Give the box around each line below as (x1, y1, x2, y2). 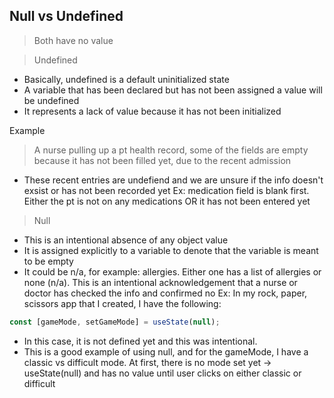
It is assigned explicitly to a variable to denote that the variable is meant (23, 244, 319, 256)
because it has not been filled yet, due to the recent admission (33, 154, 292, 166)
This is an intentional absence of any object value (23, 234, 229, 246)
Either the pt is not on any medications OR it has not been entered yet (23, 195, 311, 207)
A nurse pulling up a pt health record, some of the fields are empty (33, 144, 309, 156)
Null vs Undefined (9, 8, 124, 25)
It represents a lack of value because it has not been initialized (23, 105, 282, 117)
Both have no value (33, 34, 114, 46)
